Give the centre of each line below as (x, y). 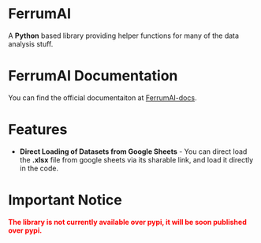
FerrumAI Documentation (93, 76)
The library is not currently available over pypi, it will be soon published (127, 222)
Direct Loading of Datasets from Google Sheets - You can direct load (133, 151)
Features (38, 130)
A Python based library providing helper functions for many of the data (123, 36)
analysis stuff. (31, 43)
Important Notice (65, 200)
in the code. (39, 168)
